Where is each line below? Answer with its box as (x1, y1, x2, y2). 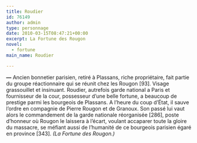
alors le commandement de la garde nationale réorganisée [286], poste (6, 111, 179, 118)
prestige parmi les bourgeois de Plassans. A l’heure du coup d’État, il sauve (6, 98, 189, 106)
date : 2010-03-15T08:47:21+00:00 (6, 31, 88, 36)
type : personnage (6, 25, 49, 31)
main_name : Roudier (6, 52, 54, 58)
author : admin (6, 19, 41, 25)
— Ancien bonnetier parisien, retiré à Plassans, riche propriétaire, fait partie (6, 74, 190, 81)
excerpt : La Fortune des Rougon (6, 36, 86, 42)
